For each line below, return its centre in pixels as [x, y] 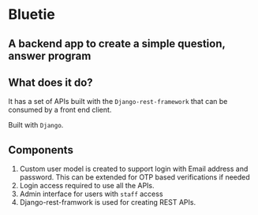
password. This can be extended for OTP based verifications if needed [135, 177]
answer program [50, 56]
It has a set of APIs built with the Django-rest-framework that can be [118, 102]
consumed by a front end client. [60, 110]
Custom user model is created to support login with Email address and [134, 169]
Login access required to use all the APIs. [87, 186]
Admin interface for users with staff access [91, 194]
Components [41, 150]
